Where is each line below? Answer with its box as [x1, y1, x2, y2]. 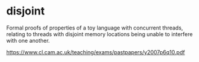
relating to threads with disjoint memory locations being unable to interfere [6, 30, 193, 37]
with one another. [6, 37, 50, 44]
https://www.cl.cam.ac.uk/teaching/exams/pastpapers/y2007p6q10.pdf [6, 48, 185, 55]
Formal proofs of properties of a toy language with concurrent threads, [6, 24, 183, 31]
